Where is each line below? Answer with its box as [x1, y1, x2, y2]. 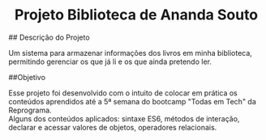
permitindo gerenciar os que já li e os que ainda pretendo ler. [8, 57, 212, 66]
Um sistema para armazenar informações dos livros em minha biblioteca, [8, 48, 253, 57]
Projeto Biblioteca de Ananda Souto [14, 6, 259, 24]
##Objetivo [8, 72, 46, 82]
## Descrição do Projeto [8, 32, 91, 42]
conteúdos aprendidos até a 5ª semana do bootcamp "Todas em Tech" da [8, 96, 257, 106]
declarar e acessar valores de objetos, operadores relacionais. [8, 122, 217, 132]
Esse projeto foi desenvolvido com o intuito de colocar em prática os [8, 87, 238, 98]
